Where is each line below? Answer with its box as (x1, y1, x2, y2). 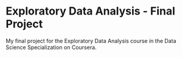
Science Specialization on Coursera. (5, 44, 97, 51)
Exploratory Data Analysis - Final (5, 4, 176, 18)
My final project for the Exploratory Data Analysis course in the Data (5, 37, 177, 44)
